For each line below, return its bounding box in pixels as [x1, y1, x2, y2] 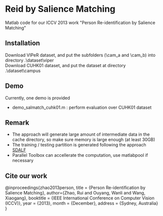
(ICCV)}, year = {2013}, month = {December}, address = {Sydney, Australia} [5, 200, 158, 206]
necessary [12, 158, 34, 164]
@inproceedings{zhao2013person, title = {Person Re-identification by [5, 185, 146, 191]
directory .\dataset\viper [5, 57, 54, 63]
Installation [5, 39, 40, 48]
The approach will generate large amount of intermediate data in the [12, 131, 150, 138]
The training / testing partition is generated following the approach [12, 142, 146, 148]
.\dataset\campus [5, 68, 41, 73]
